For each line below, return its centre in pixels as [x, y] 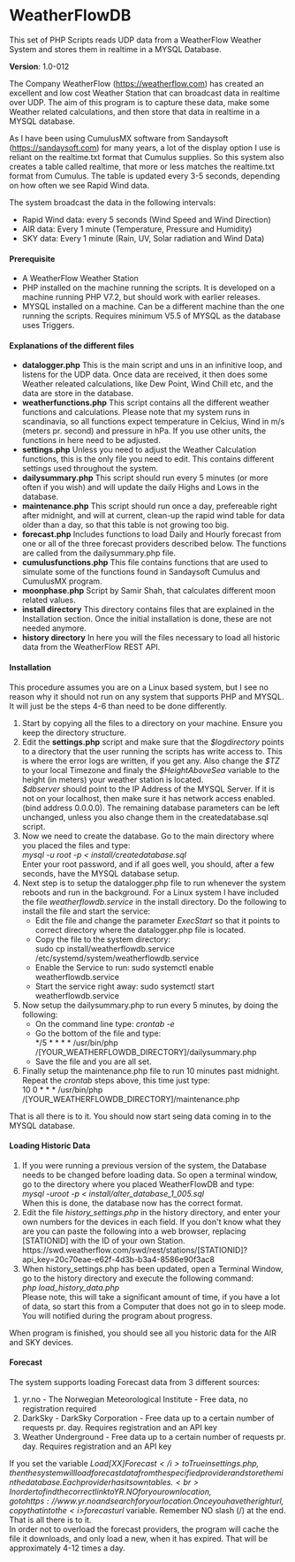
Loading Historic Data [50, 1145]
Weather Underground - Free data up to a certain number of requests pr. [154, 1436]
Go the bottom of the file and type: [98, 1033]
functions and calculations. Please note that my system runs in [136, 412]
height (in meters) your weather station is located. [113, 779]
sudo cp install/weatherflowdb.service [105, 948]
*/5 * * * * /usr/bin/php [76, 1042]
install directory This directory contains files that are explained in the [148, 609]
